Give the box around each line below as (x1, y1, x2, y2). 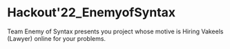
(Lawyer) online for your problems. (7, 34, 106, 42)
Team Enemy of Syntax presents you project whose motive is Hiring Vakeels (7, 27, 224, 35)
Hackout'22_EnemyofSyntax (7, 5, 176, 20)
